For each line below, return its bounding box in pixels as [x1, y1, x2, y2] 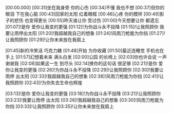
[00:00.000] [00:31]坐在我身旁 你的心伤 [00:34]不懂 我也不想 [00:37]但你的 [5, 5, 165, 10]
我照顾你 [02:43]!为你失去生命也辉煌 [5, 80, 83, 86]
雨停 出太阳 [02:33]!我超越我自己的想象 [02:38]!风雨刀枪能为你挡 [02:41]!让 [5, 73, 164, 79]
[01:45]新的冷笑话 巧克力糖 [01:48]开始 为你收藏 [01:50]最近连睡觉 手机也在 [5, 48, 164, 53]
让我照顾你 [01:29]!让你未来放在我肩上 [5, 36, 86, 43]
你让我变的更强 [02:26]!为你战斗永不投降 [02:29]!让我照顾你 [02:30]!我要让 [5, 67, 164, 73]
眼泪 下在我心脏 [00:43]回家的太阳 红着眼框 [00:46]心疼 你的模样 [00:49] [5, 11, 160, 17]
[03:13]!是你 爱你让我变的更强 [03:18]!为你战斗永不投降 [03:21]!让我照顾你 [5, 90, 161, 97]
